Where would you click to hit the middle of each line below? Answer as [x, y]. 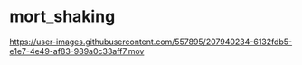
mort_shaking [62, 17]
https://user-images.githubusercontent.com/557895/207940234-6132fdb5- [151, 42]
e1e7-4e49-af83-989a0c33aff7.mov [77, 51]
